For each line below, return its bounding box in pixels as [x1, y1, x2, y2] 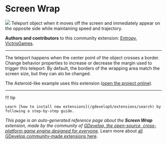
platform [5, 128, 23, 134]
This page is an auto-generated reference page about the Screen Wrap [5, 117, 153, 123]
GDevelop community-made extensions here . [5, 133, 98, 139]
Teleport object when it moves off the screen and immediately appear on [11, 20, 161, 26]
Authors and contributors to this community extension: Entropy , [5, 35, 138, 41]
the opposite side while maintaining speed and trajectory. [5, 25, 123, 31]
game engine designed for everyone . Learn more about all [23, 128, 143, 134]
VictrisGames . [5, 40, 34, 46]
